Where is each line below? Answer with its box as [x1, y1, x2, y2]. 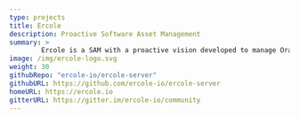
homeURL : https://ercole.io [9, 87, 114, 96]
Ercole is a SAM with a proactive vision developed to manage [41, 46, 277, 55]
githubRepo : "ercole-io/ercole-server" [9, 71, 158, 80]
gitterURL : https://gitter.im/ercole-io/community [9, 95, 201, 105]
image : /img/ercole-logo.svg [9, 54, 117, 63]
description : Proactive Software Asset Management [9, 29, 201, 38]
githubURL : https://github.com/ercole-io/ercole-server [9, 79, 221, 88]
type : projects [9, 12, 66, 22]
